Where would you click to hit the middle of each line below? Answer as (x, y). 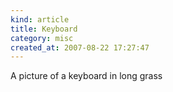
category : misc (42, 38)
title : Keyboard (44, 29)
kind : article (40, 19)
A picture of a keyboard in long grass (86, 76)
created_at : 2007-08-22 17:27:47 (80, 47)
